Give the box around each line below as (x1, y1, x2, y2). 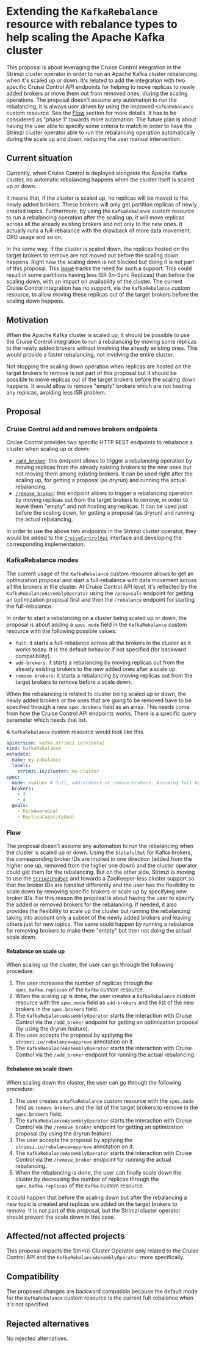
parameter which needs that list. (6, 716, 87, 724)
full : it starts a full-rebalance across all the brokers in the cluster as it (15, 639, 191, 646)
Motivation (6, 315, 49, 325)
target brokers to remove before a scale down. (15, 678, 132, 686)
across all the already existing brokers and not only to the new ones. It (6, 220, 183, 227)
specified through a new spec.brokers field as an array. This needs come (6, 703, 190, 710)
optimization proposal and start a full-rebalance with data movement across (6, 576, 197, 583)
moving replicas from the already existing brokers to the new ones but (15, 464, 192, 471)
